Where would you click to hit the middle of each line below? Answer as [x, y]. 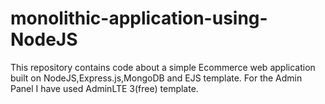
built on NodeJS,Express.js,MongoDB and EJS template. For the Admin [156, 78]
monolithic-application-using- [139, 18]
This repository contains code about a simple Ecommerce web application [163, 67]
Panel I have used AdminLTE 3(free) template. [104, 88]
